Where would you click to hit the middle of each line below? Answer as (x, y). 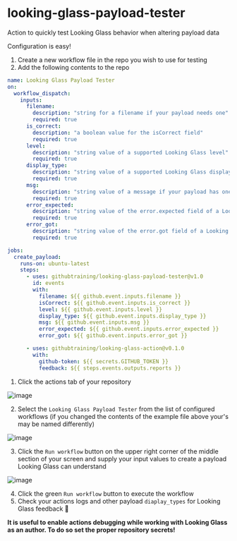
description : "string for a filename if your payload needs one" (131, 113)
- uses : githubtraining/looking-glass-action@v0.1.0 (105, 348)
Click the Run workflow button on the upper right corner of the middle (118, 451)
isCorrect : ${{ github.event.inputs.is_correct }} (115, 303)
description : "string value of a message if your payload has (126, 192)
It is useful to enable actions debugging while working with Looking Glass (117, 522)
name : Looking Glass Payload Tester (61, 80)
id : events (49, 284)
